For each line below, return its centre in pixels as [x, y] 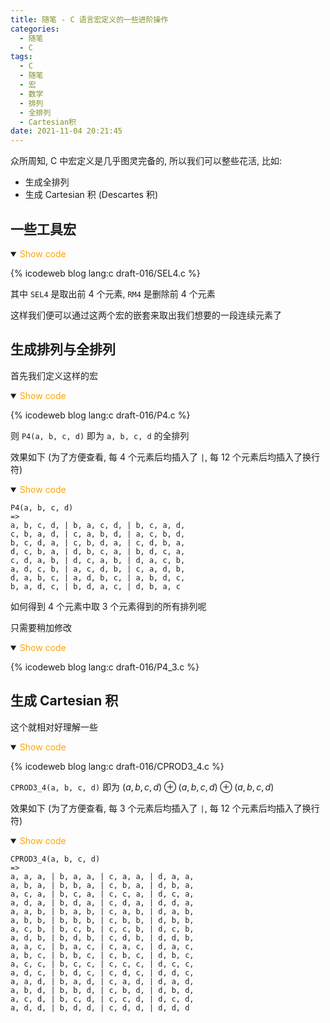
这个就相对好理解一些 [54, 727]
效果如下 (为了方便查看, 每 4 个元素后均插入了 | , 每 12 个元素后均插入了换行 [165, 457]
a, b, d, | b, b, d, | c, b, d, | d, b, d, [102, 990]
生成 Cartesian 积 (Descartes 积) [91, 195]
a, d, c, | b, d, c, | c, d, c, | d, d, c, [102, 972]
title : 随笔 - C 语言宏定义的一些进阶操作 [89, 19]
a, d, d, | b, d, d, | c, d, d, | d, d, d [100, 1007]
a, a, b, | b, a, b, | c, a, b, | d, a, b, [102, 911]
